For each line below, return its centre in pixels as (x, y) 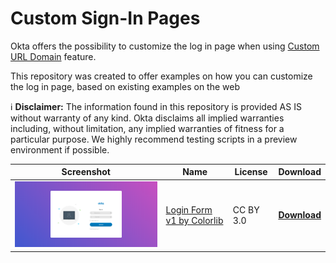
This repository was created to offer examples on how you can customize (161, 76)
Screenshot (86, 172)
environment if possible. (60, 149)
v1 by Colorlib (194, 220)
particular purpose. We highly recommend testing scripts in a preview (154, 139)
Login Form (189, 209)
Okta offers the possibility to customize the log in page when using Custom (165, 46)
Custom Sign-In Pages (105, 18)
